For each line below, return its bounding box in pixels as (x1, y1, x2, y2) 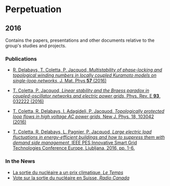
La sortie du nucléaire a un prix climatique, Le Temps (12, 169, 123, 175)
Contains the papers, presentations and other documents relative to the (5, 37, 155, 43)
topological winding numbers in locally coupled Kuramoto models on (12, 72, 157, 78)
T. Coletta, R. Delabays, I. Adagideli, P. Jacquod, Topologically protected (12, 108, 165, 114)
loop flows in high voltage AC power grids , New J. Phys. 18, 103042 (12, 113, 154, 120)
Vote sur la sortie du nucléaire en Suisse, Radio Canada (12, 174, 130, 181)
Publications (5, 55, 37, 62)
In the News (5, 158, 36, 165)
